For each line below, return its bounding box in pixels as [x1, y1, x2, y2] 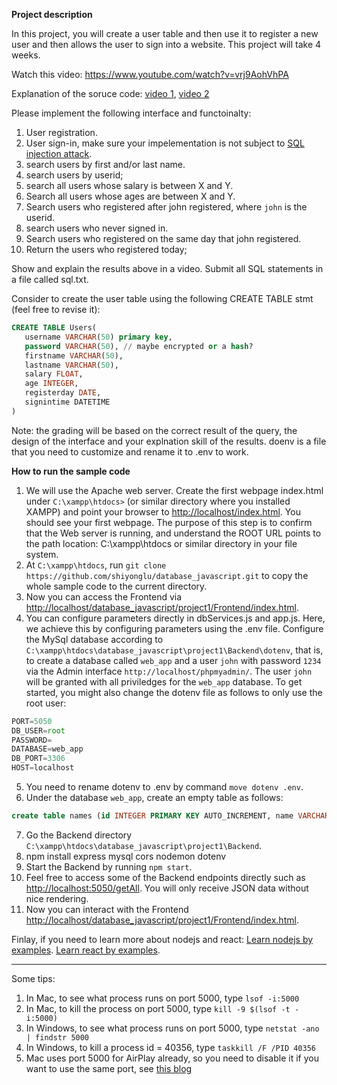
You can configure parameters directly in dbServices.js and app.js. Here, [25, 612, 326, 624]
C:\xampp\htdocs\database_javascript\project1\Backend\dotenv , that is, [25, 644, 324, 656]
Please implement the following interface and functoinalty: [11, 107, 252, 119]
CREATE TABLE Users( [11, 323, 98, 333]
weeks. [11, 49, 41, 61]
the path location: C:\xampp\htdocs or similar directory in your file [25, 537, 298, 549]
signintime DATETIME [24, 397, 111, 407]
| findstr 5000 [25, 1032, 90, 1043]
